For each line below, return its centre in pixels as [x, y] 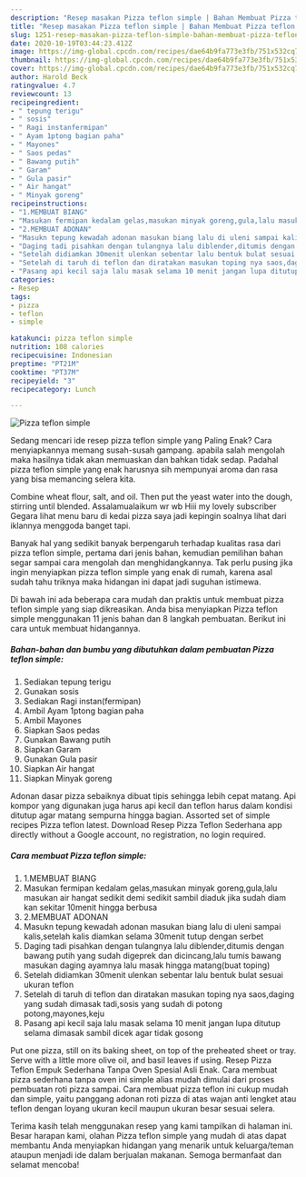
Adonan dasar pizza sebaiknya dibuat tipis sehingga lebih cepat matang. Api [153, 796]
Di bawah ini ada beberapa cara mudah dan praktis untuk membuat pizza [147, 600]
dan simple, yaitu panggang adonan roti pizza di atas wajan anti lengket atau [153, 1099]
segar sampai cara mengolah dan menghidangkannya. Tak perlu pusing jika [152, 563]
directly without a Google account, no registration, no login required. [138, 835]
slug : [20, 35]
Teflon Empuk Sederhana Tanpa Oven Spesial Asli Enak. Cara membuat [144, 1070]
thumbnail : [31, 60]
